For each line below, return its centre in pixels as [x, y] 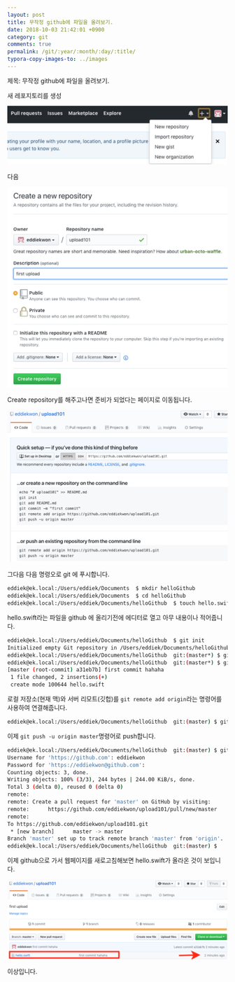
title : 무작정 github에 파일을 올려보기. [60, 22]
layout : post [26, 15]
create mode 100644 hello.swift [57, 685]
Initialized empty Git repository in [62, 647]
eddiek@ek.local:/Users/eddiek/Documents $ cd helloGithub [97, 596]
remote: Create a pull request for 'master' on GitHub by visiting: [109, 802]
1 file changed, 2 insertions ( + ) [59, 678]
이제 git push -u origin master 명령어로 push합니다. [81, 736]
